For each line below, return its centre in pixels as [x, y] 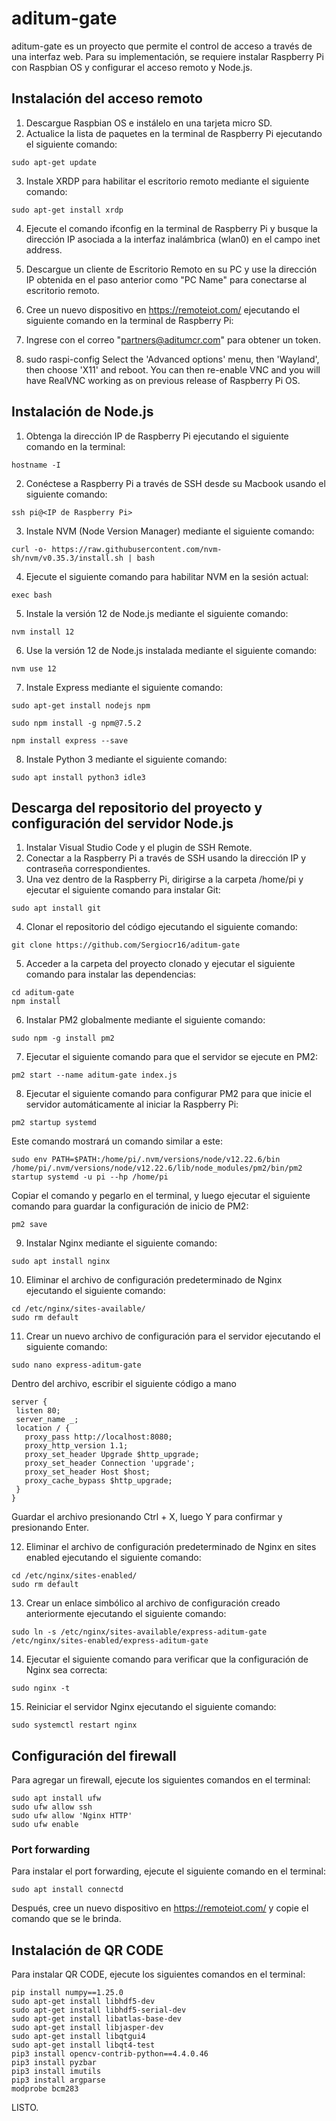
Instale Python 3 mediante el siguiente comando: [126, 759]
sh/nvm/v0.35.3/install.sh [67, 558]
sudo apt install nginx [61, 1262]
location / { [43, 1428]
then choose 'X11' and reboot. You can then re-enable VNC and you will [173, 369]
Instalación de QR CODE [87, 1950]
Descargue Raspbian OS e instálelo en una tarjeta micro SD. [149, 123]
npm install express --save [70, 740]
